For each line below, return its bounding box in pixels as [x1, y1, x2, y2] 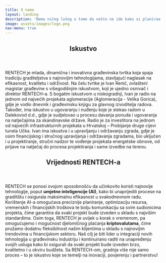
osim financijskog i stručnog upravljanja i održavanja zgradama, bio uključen [5, 133, 161, 139]
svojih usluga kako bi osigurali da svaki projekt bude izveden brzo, [5, 241, 141, 247]
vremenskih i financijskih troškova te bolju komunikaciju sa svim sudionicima [5, 204, 161, 210]
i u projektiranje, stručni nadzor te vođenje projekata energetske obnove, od [5, 138, 160, 144]
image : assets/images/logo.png [5, 21, 70, 26]
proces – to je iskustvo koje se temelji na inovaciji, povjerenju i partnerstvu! [5, 252, 158, 258]
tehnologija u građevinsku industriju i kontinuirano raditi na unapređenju [5, 236, 152, 242]
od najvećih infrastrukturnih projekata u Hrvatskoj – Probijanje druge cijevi [5, 123, 156, 129]
